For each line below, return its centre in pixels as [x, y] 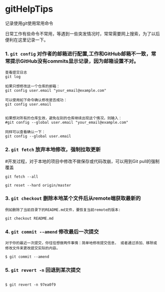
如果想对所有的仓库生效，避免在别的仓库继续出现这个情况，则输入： [64, 118]
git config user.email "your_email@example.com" [56, 91]
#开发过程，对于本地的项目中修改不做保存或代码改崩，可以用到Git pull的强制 [82, 161]
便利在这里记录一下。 [27, 40]
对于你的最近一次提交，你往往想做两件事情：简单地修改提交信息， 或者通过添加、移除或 [81, 243]
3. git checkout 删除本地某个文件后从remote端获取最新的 [73, 198]
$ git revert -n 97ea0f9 [30, 285]
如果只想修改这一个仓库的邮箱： [33, 86]
